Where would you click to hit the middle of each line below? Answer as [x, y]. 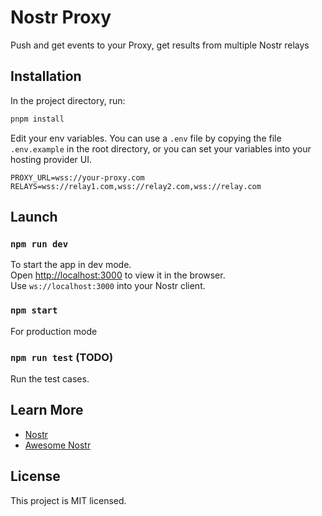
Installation [46, 76]
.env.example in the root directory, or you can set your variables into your [161, 148]
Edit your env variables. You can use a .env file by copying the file [146, 138]
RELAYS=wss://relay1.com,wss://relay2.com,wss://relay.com [136, 186]
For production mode [54, 331]
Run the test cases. [50, 378]
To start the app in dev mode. [71, 265]
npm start [34, 310]
